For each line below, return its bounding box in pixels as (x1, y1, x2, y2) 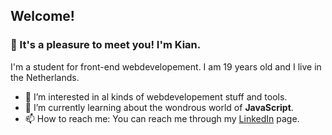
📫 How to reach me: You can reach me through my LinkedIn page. (24, 112, 300, 124)
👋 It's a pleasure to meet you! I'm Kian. (10, 38, 202, 52)
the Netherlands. (10, 71, 80, 83)
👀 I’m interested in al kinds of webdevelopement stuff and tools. (24, 90, 288, 103)
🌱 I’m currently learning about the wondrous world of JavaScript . (24, 101, 294, 113)
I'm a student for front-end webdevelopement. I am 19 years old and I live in (10, 60, 322, 73)
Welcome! (10, 8, 75, 25)
